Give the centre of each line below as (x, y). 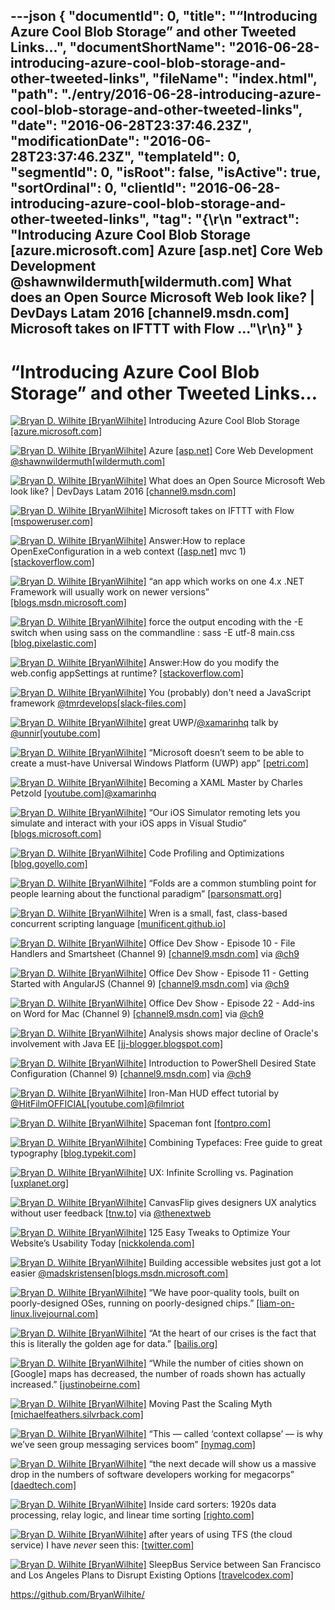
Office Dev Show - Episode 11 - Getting (229, 973)
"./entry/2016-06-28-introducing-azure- (191, 94)
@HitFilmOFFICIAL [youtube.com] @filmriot (97, 1104)
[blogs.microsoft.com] (56, 834)
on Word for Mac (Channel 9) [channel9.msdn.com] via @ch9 (137, 1014)
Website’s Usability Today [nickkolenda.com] (102, 1243)
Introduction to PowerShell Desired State (232, 1063)
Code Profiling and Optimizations (216, 853)
